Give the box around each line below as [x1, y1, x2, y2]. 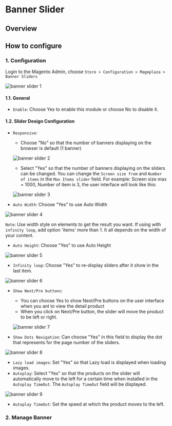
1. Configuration [5, 57, 46, 64]
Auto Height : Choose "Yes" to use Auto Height [12, 242, 111, 248]
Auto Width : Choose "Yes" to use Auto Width [12, 201, 108, 207]
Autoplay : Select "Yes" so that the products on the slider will [12, 370, 140, 376]
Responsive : [12, 130, 37, 136]
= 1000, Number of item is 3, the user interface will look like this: [20, 181, 157, 187]
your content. [5, 232, 34, 238]
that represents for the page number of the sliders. [12, 339, 121, 345]
